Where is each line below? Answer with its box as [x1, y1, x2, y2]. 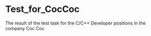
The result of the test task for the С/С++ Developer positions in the [5, 20, 146, 26]
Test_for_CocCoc [5, 3, 80, 15]
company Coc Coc [5, 25, 45, 31]
